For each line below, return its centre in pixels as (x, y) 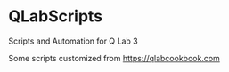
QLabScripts (56, 16)
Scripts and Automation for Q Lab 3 (74, 41)
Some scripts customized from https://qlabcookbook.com (114, 58)
